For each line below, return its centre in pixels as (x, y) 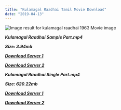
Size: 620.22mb (21, 84)
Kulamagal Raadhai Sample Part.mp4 (44, 37)
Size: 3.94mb (19, 46)
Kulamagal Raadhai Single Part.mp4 (43, 74)
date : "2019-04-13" (25, 14)
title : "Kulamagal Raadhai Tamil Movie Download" (56, 9)
